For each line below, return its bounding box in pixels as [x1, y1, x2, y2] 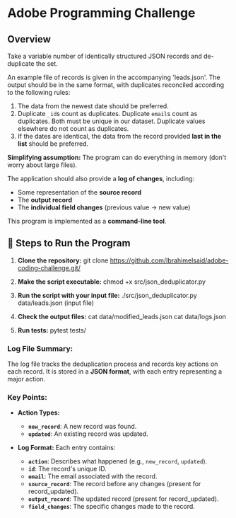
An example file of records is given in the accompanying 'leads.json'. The [7, 73, 220, 81]
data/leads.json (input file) [17, 299, 94, 307]
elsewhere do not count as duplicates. [17, 125, 129, 132]
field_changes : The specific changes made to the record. [28, 502, 196, 511]
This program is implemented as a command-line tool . [7, 217, 167, 225]
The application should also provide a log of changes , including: [7, 175, 195, 183]
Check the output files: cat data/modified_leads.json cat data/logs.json [17, 312, 226, 321]
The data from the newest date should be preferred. [17, 102, 170, 110]
